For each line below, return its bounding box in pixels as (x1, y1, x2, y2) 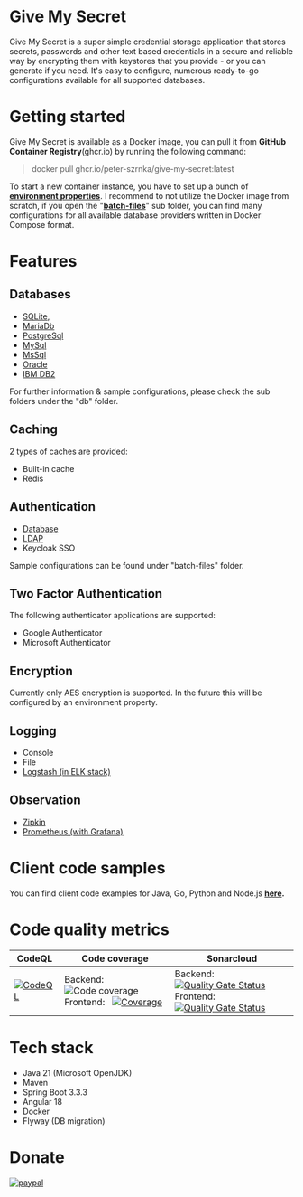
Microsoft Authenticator (22, 637, 111, 648)
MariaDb (22, 320, 55, 331)
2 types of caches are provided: (9, 446, 128, 457)
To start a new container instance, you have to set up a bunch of (9, 181, 249, 192)
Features (9, 251, 78, 272)
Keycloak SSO (22, 542, 76, 553)
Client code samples (9, 857, 166, 878)
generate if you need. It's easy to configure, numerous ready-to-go (9, 65, 260, 76)
